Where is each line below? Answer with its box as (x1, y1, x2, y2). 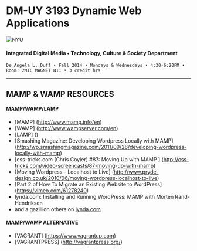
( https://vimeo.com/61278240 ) (14, 186, 89, 194)
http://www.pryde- (113, 168, 159, 175)
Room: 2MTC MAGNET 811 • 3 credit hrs (6, 67, 101, 74)
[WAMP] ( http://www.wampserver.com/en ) (14, 124, 118, 131)
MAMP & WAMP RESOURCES (6, 89, 114, 99)
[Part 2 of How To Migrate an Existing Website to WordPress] (14, 181, 162, 188)
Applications (6, 16, 70, 30)
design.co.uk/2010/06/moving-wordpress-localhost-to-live (14, 174, 157, 181)
